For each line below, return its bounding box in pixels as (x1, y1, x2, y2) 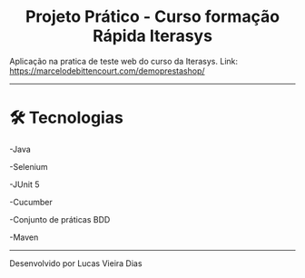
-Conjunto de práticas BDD (9, 213, 111, 224)
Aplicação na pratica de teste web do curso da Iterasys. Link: (9, 55, 239, 66)
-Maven (9, 232, 39, 243)
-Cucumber (9, 196, 53, 207)
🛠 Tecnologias (9, 107, 124, 128)
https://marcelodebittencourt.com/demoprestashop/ (9, 65, 206, 76)
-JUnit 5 (9, 179, 40, 190)
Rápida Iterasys (92, 25, 213, 46)
